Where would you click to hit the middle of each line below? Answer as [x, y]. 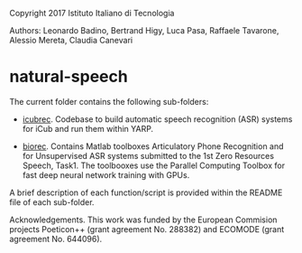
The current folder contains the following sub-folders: [109, 101]
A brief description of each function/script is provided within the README [146, 192]
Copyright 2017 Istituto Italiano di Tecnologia [92, 13]
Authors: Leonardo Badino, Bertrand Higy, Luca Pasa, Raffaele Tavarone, [144, 30]
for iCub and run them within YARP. [88, 128]
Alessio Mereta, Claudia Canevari [71, 40]
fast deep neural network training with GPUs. [106, 174]
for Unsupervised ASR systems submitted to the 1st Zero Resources [148, 155]
